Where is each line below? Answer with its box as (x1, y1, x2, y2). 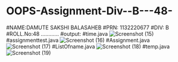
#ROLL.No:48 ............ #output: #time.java (6, 30, 108, 37)
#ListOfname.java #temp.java (51, 43, 170, 50)
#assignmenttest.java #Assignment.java (6, 36, 150, 44)
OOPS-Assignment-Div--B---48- (6, 4, 173, 18)
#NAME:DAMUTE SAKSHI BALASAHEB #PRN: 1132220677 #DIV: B (6, 24, 170, 31)
